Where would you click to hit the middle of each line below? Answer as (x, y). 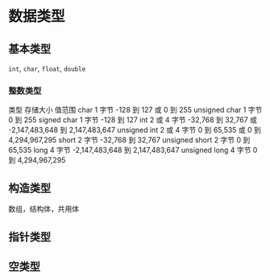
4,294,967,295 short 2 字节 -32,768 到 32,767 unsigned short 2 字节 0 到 (129, 140)
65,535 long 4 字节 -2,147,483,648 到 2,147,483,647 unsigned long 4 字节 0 (133, 150)
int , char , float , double (47, 68)
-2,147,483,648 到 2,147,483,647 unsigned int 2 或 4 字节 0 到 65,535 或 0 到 (135, 130)
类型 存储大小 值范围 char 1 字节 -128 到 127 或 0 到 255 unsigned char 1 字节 (135, 110)
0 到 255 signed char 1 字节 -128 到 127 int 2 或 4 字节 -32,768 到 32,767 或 (133, 120)
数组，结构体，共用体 (44, 209)
